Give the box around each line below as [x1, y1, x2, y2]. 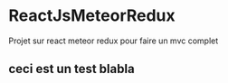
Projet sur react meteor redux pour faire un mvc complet [8, 35, 219, 46]
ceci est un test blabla [8, 61, 135, 77]
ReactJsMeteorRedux [8, 5, 176, 26]
